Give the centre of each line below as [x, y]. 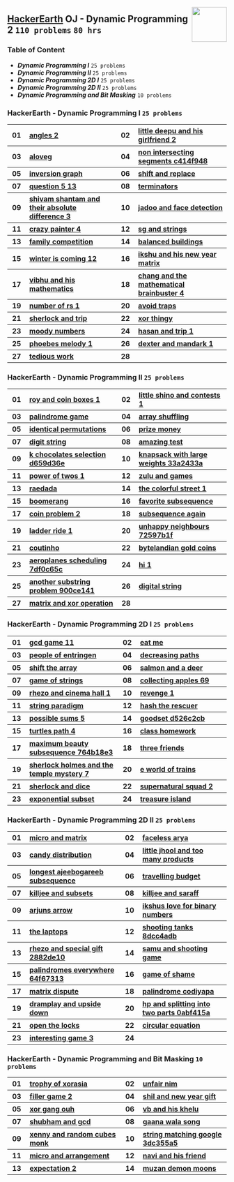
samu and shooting [175, 948]
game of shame [169, 974]
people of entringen [63, 654]
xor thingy [156, 318]
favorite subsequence [176, 501]
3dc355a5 [160, 1143]
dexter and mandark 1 [176, 343]
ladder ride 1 [51, 531]
